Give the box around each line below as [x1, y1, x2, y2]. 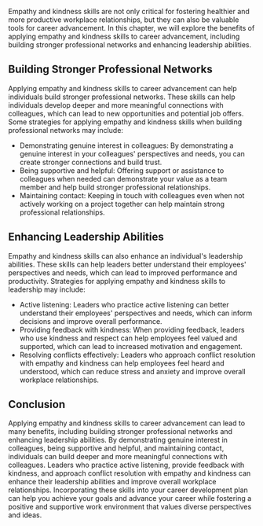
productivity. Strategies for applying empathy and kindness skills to [8, 276, 226, 285]
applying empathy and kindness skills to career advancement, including [8, 31, 240, 41]
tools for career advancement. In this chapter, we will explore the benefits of [8, 24, 255, 32]
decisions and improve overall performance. [19, 316, 163, 326]
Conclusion [8, 398, 66, 411]
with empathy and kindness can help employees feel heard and [19, 358, 225, 368]
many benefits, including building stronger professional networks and [8, 427, 233, 436]
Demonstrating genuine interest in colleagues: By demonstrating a [19, 141, 234, 150]
